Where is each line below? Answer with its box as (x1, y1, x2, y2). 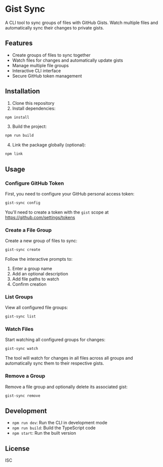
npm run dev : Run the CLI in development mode (12, 420, 108, 426)
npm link (5, 151, 23, 156)
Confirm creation (12, 281, 47, 287)
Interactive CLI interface (12, 68, 61, 74)
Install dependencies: (12, 105, 56, 111)
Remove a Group (5, 372, 46, 379)
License (5, 444, 30, 453)
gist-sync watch (5, 346, 38, 351)
